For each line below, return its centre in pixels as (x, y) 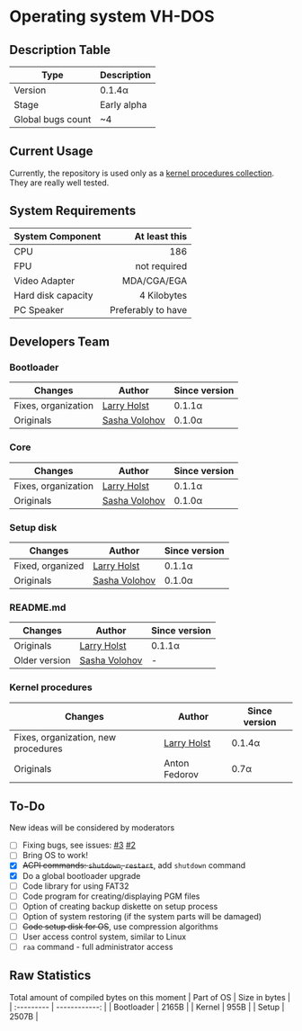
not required (161, 265)
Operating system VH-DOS (112, 17)
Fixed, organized (49, 566)
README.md (38, 607)
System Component (58, 236)
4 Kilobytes (163, 295)
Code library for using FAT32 (75, 886)
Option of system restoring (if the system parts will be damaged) (142, 916)
